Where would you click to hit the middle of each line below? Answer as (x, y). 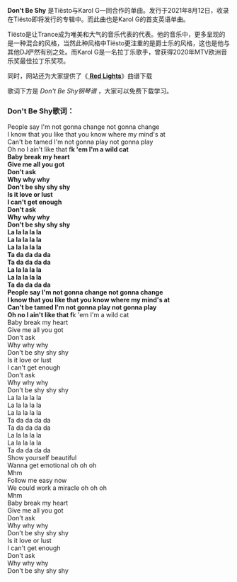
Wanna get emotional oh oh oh (52, 465)
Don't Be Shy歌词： (41, 110)
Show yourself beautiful (42, 458)
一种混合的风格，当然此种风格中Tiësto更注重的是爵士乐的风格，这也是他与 (121, 43)
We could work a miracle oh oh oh (57, 488)
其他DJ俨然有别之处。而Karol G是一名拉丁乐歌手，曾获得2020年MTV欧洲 (114, 52)
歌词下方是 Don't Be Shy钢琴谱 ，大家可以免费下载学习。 (90, 91)
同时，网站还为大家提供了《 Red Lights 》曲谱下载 (80, 76)
